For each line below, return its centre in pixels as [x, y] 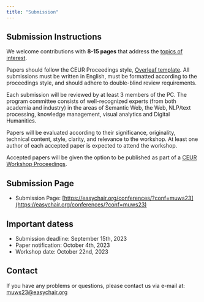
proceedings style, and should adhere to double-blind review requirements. [102, 83]
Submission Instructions [54, 37]
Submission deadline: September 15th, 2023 [71, 239]
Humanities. [21, 121]
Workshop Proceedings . [37, 164]
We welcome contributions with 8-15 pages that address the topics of [94, 51]
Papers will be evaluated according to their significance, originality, [91, 133]
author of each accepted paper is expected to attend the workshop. [92, 146]
